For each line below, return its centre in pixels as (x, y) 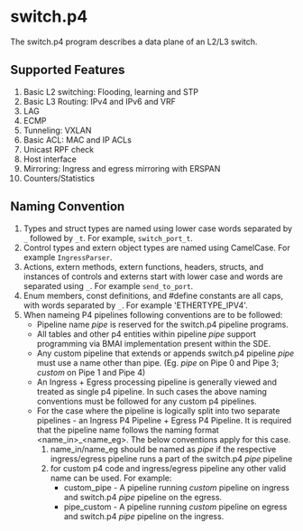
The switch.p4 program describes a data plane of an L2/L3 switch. (134, 42)
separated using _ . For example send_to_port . (108, 285)
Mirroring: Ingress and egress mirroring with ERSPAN (122, 168)
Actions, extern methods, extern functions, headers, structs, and (143, 266)
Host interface (50, 159)
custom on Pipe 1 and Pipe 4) (91, 372)
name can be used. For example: (111, 478)
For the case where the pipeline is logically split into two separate (158, 410)
